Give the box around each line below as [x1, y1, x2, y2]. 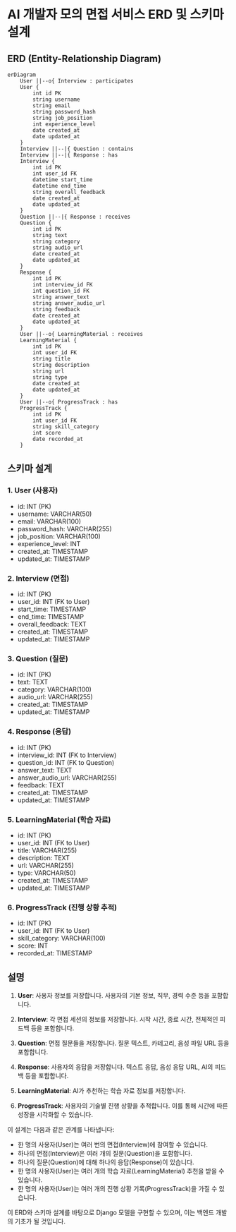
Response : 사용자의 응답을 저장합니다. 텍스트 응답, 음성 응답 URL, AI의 [17, 1063, 213, 1071]
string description [32, 361, 90, 368]
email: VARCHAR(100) [17, 517, 82, 526]
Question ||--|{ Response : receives [20, 213, 131, 220]
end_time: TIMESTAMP [17, 612, 85, 621]
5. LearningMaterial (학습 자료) [7, 814, 111, 824]
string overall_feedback [32, 188, 106, 195]
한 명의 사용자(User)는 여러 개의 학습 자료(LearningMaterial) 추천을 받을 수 [17, 1166, 225, 1175]
